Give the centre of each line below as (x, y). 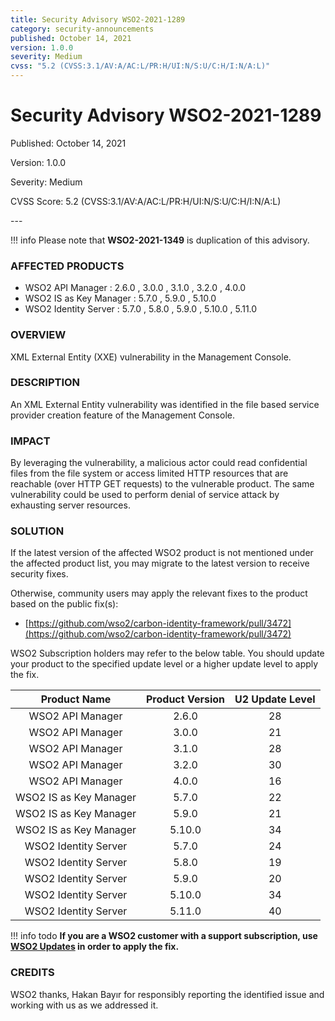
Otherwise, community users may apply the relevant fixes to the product (159, 593)
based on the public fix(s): (64, 604)
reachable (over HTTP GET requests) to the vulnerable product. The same (162, 484)
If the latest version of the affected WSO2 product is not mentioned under (162, 553)
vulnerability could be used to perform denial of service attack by (145, 495)
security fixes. (39, 574)
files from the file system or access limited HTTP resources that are (149, 473)
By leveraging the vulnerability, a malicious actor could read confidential (159, 463)
